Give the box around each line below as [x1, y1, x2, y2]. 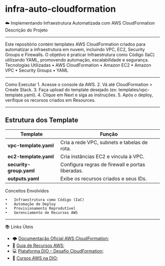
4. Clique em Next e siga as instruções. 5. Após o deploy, [37, 92, 153, 98]
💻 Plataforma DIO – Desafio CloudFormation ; [12, 248, 104, 254]
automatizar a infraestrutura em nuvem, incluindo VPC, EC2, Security [5, 46, 145, 52]
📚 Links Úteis [5, 224, 33, 230]
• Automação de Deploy [5, 202, 56, 207]
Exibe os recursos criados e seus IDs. [60, 175, 147, 182]
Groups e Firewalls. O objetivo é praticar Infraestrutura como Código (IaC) [5, 52, 155, 58]
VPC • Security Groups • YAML [5, 67, 69, 73]
